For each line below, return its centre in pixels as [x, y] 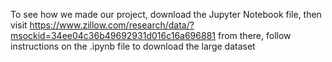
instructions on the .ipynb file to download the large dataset [133, 46]
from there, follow [254, 35]
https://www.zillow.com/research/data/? [112, 25]
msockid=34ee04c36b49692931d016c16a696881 [113, 35]
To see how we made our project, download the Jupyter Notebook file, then [166, 14]
